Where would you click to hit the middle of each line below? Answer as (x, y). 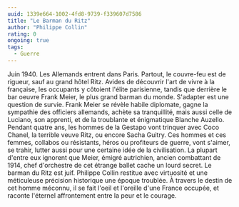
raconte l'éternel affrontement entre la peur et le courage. (92, 195)
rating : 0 (22, 34)
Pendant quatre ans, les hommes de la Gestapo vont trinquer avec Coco (113, 127)
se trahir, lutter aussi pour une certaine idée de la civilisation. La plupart (112, 150)
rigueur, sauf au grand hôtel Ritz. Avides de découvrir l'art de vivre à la (111, 81)
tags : (15, 47)
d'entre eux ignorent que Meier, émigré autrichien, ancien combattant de (114, 157)
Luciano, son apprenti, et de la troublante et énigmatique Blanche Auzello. (116, 119)
